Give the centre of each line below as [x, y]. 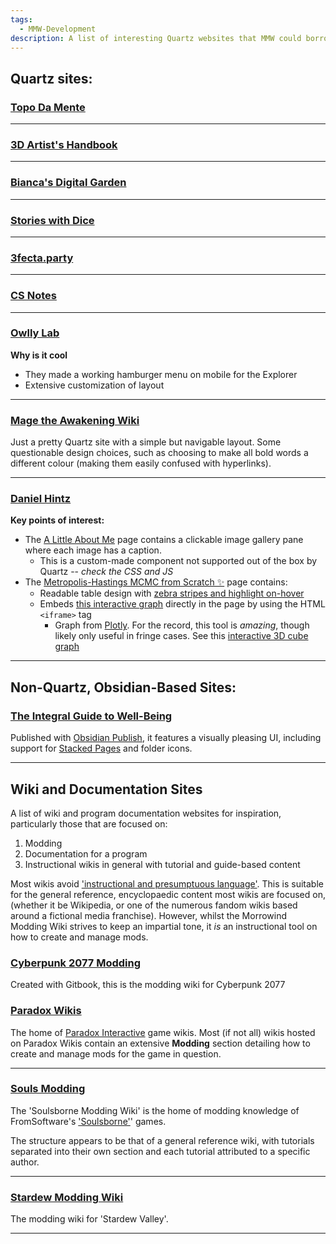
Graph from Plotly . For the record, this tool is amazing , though [182, 625]
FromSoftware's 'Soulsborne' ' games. [88, 1121]
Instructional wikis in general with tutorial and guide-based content [162, 864]
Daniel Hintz [41, 499]
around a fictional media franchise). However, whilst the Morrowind [149, 915]
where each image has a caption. [93, 550]
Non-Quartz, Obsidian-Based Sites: [123, 687]
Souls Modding [48, 1089]
